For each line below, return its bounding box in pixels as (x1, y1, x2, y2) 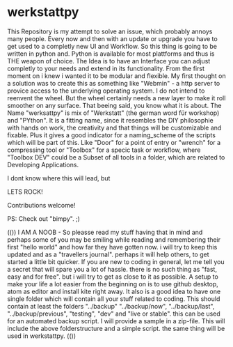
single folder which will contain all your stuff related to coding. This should (7, 294, 220, 303)
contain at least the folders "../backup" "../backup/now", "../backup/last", (7, 302, 215, 310)
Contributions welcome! (7, 201, 76, 209)
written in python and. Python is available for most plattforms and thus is (7, 49, 215, 58)
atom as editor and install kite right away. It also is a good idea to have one (7, 287, 221, 295)
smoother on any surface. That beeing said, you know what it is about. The (7, 101, 222, 109)
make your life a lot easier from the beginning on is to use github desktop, (7, 279, 219, 288)
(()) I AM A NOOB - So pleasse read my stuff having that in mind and (7, 228, 203, 236)
